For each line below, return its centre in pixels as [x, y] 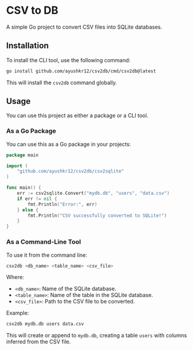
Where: [15, 277]
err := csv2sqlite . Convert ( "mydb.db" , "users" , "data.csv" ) [93, 194]
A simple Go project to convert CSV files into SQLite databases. [84, 27]
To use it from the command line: [47, 255]
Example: [18, 313]
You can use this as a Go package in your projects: [69, 144]
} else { [28, 210]
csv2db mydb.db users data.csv [45, 324]
